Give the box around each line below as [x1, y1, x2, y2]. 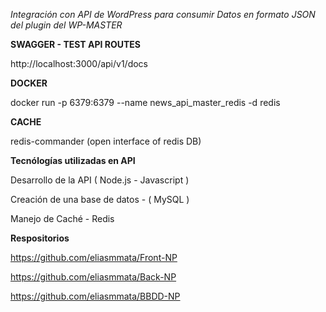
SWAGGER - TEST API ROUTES [10, 39, 142, 50]
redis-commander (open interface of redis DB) [10, 135, 202, 147]
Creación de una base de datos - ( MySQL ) [10, 194, 190, 205]
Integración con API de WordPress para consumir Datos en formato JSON [10, 9, 316, 20]
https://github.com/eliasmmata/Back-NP [10, 271, 177, 283]
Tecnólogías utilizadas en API [10, 155, 136, 166]
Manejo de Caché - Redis [10, 213, 115, 224]
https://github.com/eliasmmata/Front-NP [10, 252, 178, 263]
